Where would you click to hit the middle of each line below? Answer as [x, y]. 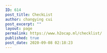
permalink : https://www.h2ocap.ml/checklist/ [54, 33]
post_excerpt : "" [23, 24]
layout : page [19, 29]
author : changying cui [29, 19]
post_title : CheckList [29, 15]
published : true [22, 38]
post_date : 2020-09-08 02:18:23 [39, 43]
